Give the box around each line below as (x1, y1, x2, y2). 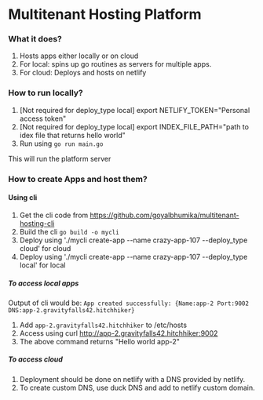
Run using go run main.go (19, 139, 104, 148)
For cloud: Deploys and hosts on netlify (19, 68, 147, 78)
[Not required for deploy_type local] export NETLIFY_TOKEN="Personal (19, 105, 250, 115)
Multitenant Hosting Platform (8, 5, 202, 24)
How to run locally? (8, 88, 84, 99)
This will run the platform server (8, 154, 111, 163)
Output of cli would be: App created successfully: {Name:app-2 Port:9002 (8, 298, 250, 307)
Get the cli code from (19, 210, 89, 220)
